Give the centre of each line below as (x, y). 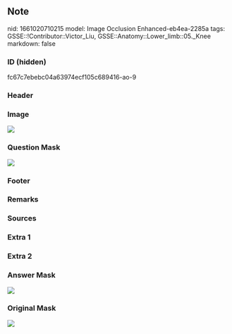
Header (20, 96)
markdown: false (32, 43)
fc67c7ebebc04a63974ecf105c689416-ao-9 (72, 78)
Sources (22, 218)
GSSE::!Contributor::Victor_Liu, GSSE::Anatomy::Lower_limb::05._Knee (109, 36)
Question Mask (34, 147)
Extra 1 (19, 237)
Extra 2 (20, 256)
